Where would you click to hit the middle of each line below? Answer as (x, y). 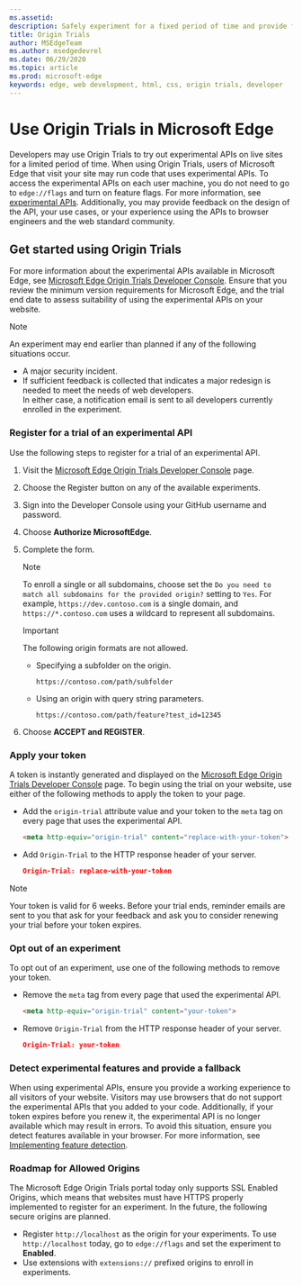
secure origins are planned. (60, 1217)
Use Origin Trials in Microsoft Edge (142, 129)
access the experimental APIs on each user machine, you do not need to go (150, 183)
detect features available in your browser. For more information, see (135, 1136)
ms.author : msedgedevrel (56, 51)
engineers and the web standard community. (92, 221)
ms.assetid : (31, 18)
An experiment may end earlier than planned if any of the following (133, 344)
